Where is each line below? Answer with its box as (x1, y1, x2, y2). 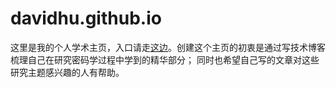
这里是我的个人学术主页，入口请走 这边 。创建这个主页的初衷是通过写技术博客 (10, 41, 326, 53)
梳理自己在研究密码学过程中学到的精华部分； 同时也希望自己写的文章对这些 (10, 53, 320, 66)
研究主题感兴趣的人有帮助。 (10, 66, 125, 78)
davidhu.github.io (10, 7, 162, 30)
